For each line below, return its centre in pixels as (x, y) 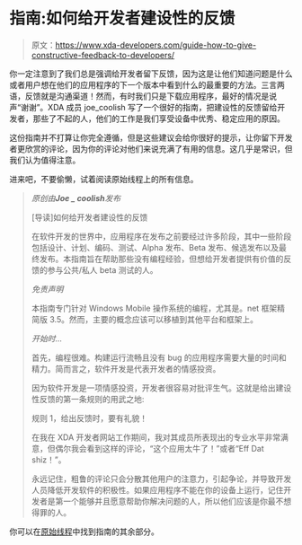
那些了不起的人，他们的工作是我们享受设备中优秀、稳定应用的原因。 (159, 119)
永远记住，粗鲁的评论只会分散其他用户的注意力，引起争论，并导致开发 (161, 479)
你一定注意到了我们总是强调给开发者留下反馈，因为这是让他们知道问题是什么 (151, 74)
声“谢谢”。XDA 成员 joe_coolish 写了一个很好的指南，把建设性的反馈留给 (143, 107)
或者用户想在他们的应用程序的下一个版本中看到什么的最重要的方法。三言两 (147, 84)
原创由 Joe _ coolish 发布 (76, 198)
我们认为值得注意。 (45, 160)
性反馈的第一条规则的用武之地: (88, 399)
